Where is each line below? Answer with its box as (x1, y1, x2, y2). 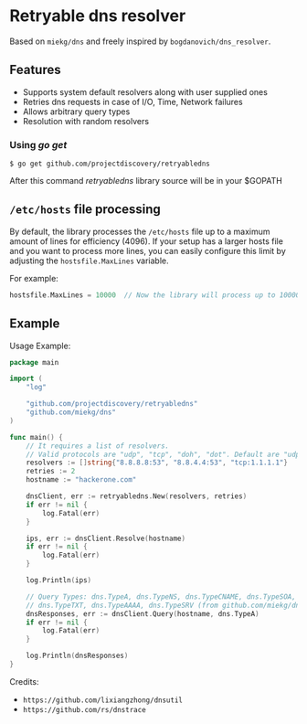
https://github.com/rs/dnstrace (22, 705, 146, 714)
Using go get (9, 138, 68, 151)
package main (9, 357, 59, 367)
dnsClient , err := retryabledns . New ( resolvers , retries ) (26, 492, 248, 501)
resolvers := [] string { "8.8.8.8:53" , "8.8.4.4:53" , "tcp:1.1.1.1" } (26, 458, 288, 467)
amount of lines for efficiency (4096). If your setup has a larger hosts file (9, 235, 283, 247)
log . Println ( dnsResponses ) (26, 651, 129, 661)
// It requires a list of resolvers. (26, 441, 170, 451)
